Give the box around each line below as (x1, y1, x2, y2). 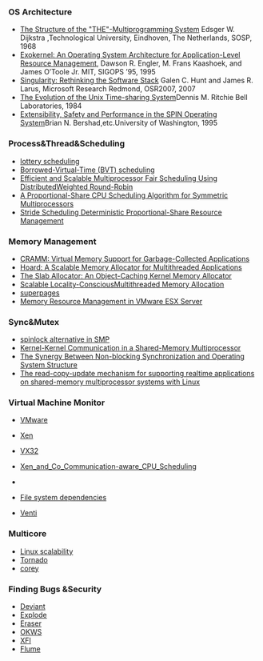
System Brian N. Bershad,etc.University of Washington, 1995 (19, 118, 218, 128)
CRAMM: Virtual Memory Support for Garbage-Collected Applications (19, 254, 250, 263)
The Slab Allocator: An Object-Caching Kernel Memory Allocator (19, 270, 232, 280)
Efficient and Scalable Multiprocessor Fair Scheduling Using (19, 173, 218, 182)
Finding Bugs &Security (8, 583, 102, 595)
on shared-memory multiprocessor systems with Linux (19, 377, 201, 387)
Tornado (19, 555, 48, 564)
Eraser (19, 619, 42, 628)
